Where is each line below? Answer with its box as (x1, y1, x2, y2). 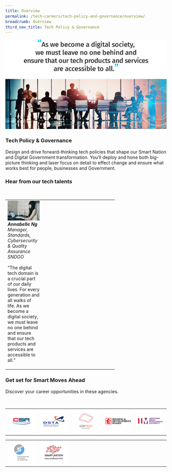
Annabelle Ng (7, 221, 37, 227)
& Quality (7, 243, 27, 249)
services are (7, 346, 34, 352)
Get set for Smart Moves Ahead (5, 377, 85, 384)
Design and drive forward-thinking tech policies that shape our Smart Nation (5, 148, 166, 155)
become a (7, 308, 29, 314)
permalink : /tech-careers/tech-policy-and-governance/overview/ (5, 13, 145, 19)
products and (7, 340, 36, 347)
